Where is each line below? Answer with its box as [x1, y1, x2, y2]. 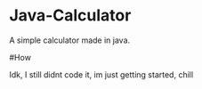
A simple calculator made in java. [9, 35, 131, 45]
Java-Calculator [9, 5, 132, 26]
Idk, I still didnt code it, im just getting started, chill [9, 69, 194, 80]
